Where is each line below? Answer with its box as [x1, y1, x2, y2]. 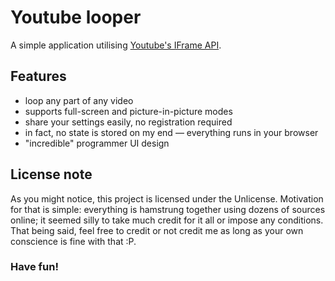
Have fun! [10, 260, 59, 274]
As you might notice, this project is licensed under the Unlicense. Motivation [10, 192, 324, 205]
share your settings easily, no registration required [24, 116, 233, 128]
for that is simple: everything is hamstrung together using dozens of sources [10, 203, 326, 215]
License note [10, 166, 93, 183]
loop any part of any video [24, 94, 134, 106]
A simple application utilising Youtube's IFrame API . [10, 39, 222, 51]
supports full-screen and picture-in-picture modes [24, 105, 233, 117]
